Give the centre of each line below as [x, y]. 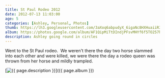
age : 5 [12, 19]
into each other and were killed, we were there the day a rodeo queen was [80, 56]
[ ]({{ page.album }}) [50, 70]
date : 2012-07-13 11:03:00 [33, 14]
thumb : [12, 28]
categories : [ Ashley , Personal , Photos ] [47, 23]
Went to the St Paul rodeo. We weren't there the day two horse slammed [79, 50]
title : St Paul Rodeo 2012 [33, 10]
